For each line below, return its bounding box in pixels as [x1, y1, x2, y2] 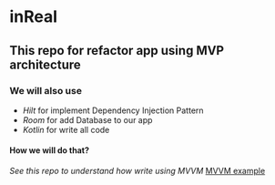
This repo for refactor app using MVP [9, 43, 225, 58]
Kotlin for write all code [22, 124, 110, 135]
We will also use [9, 84, 82, 97]
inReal [9, 6, 57, 27]
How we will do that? [9, 145, 89, 156]
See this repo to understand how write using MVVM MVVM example [9, 166, 266, 177]
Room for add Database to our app [22, 114, 153, 125]
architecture [9, 57, 82, 72]
